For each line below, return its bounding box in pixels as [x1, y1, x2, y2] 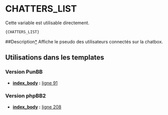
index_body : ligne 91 [12, 80, 58, 86]
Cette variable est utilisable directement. [5, 20, 90, 26]
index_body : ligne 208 [12, 104, 62, 110]
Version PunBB [5, 69, 43, 76]
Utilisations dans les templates [5, 53, 105, 62]
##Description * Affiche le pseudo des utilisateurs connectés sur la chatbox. [5, 38, 163, 44]
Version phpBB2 [5, 92, 47, 99]
